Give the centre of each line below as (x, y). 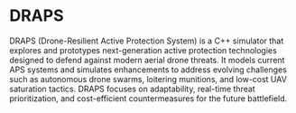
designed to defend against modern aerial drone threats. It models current (147, 60)
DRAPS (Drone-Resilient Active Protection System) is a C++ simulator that (147, 41)
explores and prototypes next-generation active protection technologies (143, 50)
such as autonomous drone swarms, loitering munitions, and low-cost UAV (148, 79)
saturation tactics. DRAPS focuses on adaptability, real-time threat (132, 89)
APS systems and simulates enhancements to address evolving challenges (148, 70)
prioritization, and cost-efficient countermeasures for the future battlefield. (148, 98)
